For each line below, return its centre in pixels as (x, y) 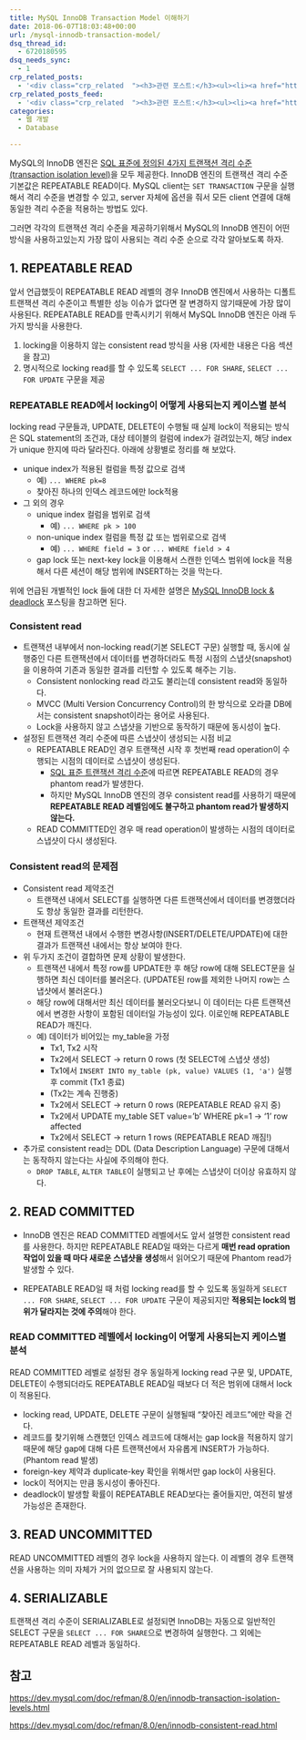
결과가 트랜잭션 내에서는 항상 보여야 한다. (109, 945)
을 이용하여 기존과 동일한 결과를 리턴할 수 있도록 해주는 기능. (129, 670)
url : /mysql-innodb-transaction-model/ (85, 35)
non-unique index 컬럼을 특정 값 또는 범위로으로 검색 (131, 537)
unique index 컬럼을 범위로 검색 (93, 515)
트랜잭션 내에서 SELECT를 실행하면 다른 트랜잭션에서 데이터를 (146, 899)
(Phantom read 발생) (60, 1459)
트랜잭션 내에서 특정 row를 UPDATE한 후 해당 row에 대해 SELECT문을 (161, 967)
